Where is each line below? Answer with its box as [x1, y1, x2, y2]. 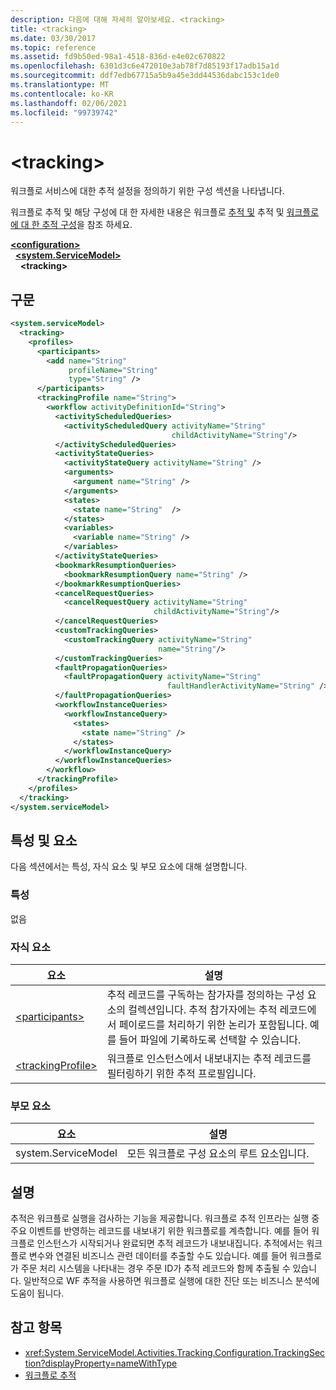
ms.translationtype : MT [10, 80, 110, 90]
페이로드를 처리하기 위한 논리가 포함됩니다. [118, 1017, 308, 1031]
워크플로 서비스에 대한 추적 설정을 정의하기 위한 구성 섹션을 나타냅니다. [10, 185, 285, 197]
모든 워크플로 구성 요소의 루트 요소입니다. [126, 1147, 310, 1161]
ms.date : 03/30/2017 [10, 33, 97, 43]
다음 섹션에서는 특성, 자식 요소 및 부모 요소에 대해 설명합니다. [10, 861, 248, 873]
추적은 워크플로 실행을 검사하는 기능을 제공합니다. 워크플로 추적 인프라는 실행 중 [10, 1212, 320, 1225]
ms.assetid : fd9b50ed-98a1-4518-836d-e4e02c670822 [10, 52, 226, 62]
